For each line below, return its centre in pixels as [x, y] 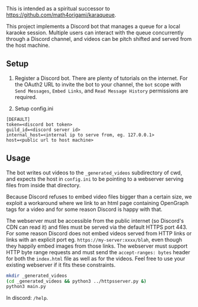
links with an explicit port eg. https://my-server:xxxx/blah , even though [94, 239]
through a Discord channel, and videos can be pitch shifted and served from [99, 39]
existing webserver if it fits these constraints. [61, 265]
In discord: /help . [27, 298]
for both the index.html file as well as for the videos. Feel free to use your [96, 258]
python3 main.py [26, 287]
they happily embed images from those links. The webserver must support [97, 246]
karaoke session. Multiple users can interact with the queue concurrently [95, 33]
